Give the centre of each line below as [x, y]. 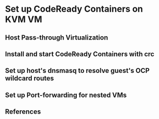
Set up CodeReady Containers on [74, 9]
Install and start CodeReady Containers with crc [80, 54]
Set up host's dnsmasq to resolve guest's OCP [78, 71]
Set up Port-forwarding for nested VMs [66, 95]
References [23, 112]
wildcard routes [30, 79]
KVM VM [24, 19]
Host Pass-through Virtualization [57, 37]
